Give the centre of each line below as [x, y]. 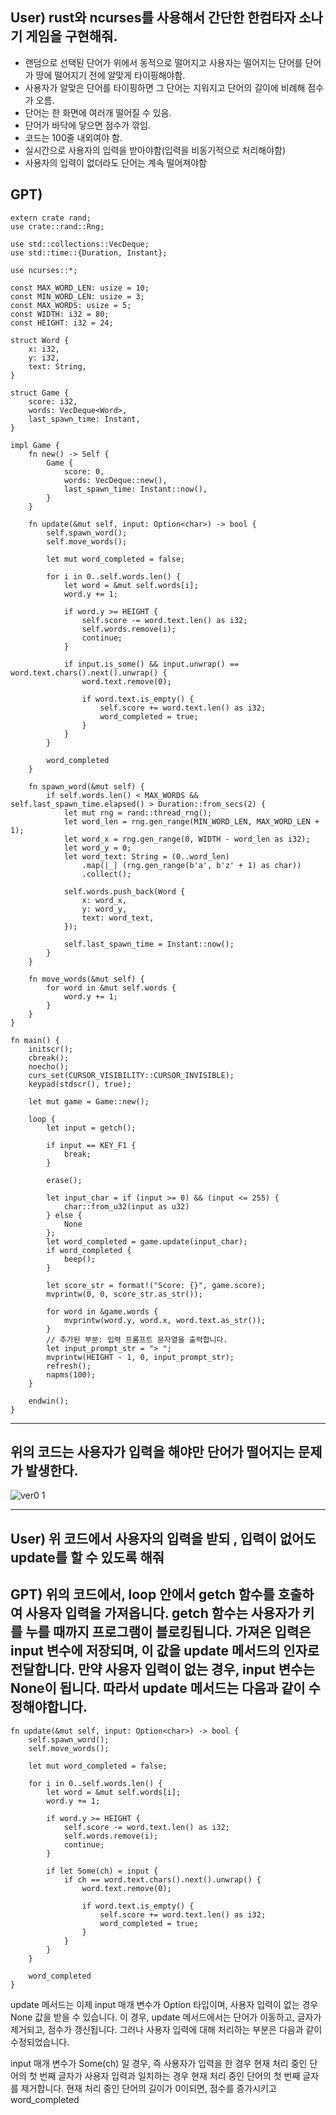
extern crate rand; [51, 218]
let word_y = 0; [97, 848]
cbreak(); [49, 1058]
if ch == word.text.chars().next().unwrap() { [162, 1879]
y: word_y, [104, 909]
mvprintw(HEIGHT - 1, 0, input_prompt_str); [140, 1357]
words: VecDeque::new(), [115, 480]
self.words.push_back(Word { [124, 891]
